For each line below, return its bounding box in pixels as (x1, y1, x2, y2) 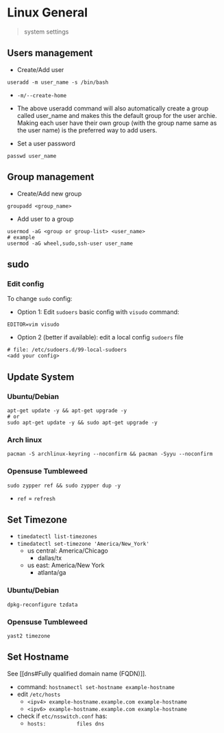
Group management (7, 171, 95, 183)
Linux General (7, 5, 88, 21)
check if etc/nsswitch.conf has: (16, 712, 108, 720)
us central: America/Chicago (27, 546, 108, 555)
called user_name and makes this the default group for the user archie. (16, 111, 217, 119)
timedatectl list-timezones (16, 533, 97, 540)
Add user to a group (16, 215, 74, 223)
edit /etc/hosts (16, 690, 61, 698)
